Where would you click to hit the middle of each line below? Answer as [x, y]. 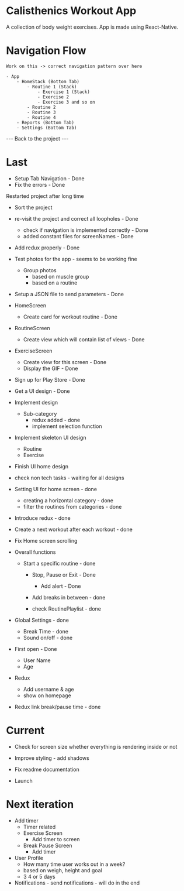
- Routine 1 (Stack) [52, 87]
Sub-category [40, 413]
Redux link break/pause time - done [58, 707]
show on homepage [47, 695]
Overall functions [35, 552]
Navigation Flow [46, 51]
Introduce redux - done [43, 518]
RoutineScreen [32, 328]
